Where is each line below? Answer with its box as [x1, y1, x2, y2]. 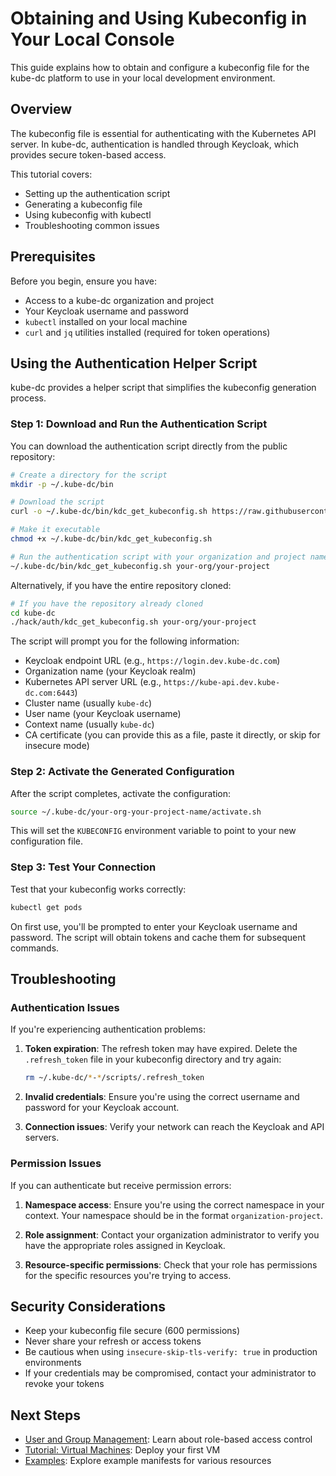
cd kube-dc [10, 608, 56, 618]
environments [24, 1357, 82, 1369]
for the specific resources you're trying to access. [24, 1269, 232, 1281]
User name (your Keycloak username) [24, 708, 182, 720]
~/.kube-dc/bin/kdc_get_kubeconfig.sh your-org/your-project [10, 561, 271, 571]
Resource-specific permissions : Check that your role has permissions [24, 1258, 318, 1271]
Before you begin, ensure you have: [10, 275, 157, 287]
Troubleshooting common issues [24, 219, 160, 231]
